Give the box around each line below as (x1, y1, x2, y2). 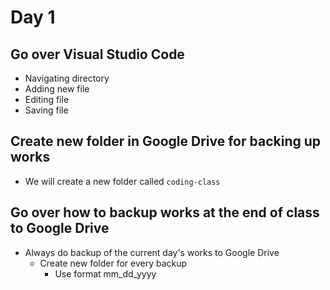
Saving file (24, 104, 69, 116)
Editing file (24, 94, 70, 105)
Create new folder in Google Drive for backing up (10, 133, 322, 150)
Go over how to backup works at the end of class (10, 204, 320, 221)
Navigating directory (24, 72, 110, 84)
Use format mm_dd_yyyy (54, 267, 157, 280)
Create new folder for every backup (39, 257, 188, 269)
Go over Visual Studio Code (10, 46, 185, 63)
